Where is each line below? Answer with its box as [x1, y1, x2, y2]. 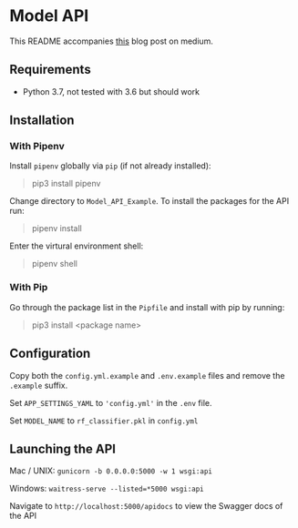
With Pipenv [9, 140, 66, 153]
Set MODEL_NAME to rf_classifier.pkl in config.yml [9, 415, 199, 426]
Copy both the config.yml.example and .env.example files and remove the [9, 370, 285, 381]
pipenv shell [31, 259, 77, 269]
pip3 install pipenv [31, 178, 101, 189]
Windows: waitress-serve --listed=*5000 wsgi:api [9, 483, 205, 494]
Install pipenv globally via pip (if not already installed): [9, 160, 211, 171]
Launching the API [9, 441, 117, 456]
